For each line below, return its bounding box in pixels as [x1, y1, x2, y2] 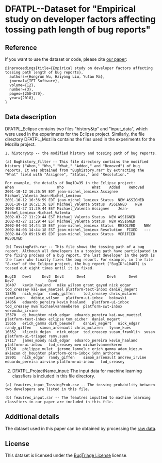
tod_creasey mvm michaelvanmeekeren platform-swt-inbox [5, 304, 123, 309]
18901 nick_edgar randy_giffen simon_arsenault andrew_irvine [5, 355, 146, 360]
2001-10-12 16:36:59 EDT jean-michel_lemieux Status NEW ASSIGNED [5, 197, 145, 202]
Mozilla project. [5, 141, 36, 147]
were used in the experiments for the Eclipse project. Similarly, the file [5, 131, 145, 137]
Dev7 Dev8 [5, 278, 57, 283]
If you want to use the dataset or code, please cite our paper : [5, 56, 128, 62]
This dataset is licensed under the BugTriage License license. [5, 452, 128, 458]
